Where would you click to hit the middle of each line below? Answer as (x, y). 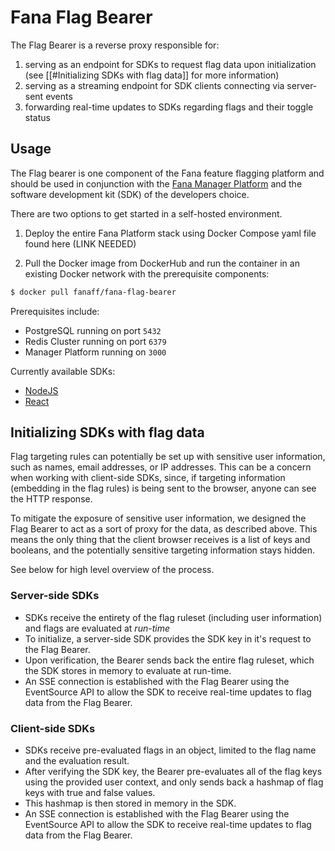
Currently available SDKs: (63, 371)
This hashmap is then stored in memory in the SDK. (130, 803)
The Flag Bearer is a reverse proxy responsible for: (115, 45)
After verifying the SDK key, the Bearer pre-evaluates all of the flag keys (173, 772)
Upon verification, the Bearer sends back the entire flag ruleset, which (169, 660)
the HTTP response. (51, 499)
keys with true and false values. (90, 793)
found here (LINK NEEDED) (80, 243)
